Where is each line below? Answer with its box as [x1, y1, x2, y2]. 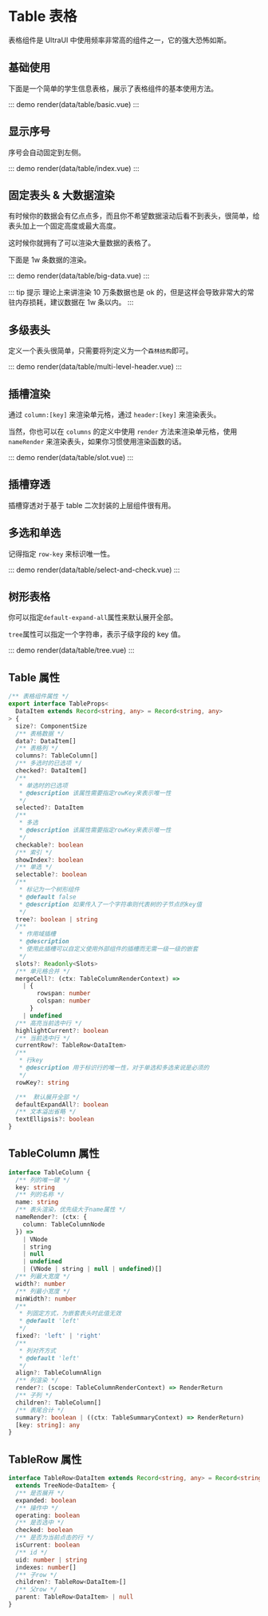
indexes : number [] [15, 1563, 77, 1571]
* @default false [18, 892, 77, 901]
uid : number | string [15, 1555, 88, 1564]
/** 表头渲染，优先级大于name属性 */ [15, 1205, 126, 1214]
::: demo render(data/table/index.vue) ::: [8, 163, 140, 173]
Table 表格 [8, 7, 77, 26]
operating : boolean [15, 1511, 81, 1519]
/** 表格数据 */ [15, 729, 65, 737]
